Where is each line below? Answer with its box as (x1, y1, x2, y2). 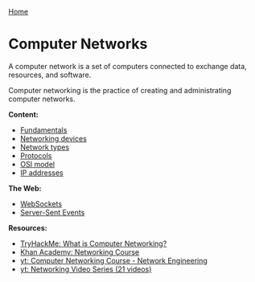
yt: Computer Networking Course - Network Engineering (19, 255, 208, 265)
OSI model (19, 159, 55, 169)
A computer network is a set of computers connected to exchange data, (8, 61, 247, 71)
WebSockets (19, 198, 63, 208)
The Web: (8, 183, 42, 193)
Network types (19, 142, 70, 152)
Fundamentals (19, 125, 68, 135)
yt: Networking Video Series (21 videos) (19, 264, 152, 274)
